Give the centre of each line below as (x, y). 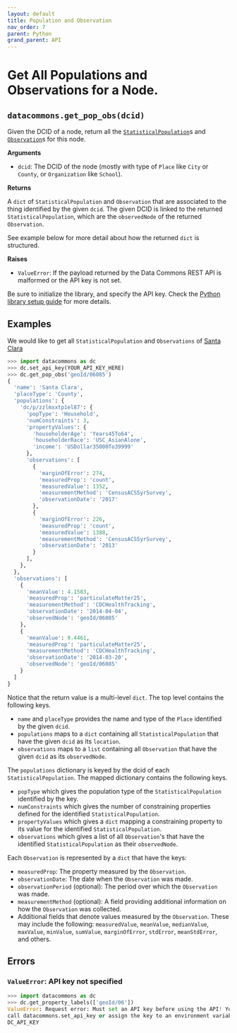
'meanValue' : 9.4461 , (58, 638)
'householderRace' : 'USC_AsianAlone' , (90, 440)
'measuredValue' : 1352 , (74, 486)
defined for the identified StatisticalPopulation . (89, 814)
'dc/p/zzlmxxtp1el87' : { (56, 408)
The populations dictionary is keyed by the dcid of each (89, 770)
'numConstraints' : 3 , (58, 421)
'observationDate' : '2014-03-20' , (77, 658)
